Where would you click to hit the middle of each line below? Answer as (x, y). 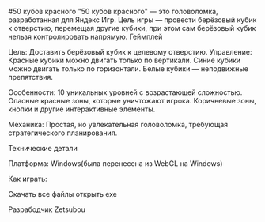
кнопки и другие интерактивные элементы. (82, 109)
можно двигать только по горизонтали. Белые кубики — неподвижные (129, 69)
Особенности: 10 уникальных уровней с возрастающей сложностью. (125, 92)
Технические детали (43, 148)
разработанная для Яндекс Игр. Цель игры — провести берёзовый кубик (132, 20)
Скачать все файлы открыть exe (62, 194)
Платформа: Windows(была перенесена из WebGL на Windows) (115, 164)
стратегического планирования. (63, 133)
